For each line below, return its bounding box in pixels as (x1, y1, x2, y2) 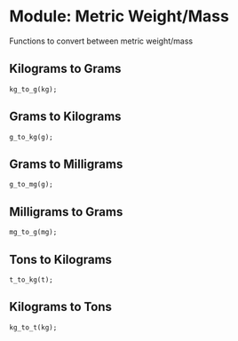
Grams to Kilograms (9, 109, 122, 124)
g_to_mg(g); (9, 180, 53, 189)
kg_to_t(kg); (9, 322, 58, 332)
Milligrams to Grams (9, 204, 123, 219)
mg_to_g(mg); (9, 228, 58, 237)
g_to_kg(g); (9, 132, 53, 141)
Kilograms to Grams (9, 61, 122, 76)
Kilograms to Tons (9, 299, 113, 314)
